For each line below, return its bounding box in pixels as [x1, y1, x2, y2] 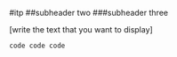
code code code [9, 41, 66, 50]
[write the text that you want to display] [9, 25, 153, 34]
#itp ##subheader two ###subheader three [9, 8, 169, 18]
